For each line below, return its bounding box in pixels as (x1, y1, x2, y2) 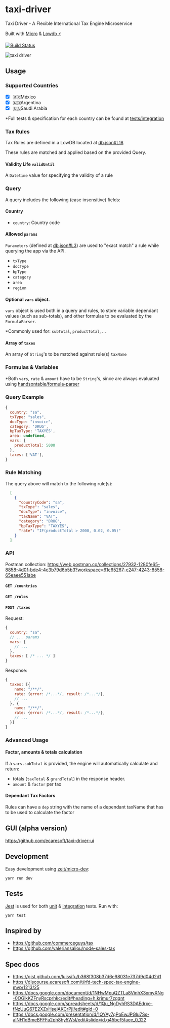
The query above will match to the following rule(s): (5, 480, 113, 486)
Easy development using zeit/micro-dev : (5, 865, 90, 872)
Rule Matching (5, 469, 42, 476)
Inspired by (5, 926, 41, 935)
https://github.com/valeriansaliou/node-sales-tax (12, 945, 115, 951)
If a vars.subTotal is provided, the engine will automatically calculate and (5, 760, 158, 766)
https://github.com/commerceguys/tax (12, 940, 94, 946)
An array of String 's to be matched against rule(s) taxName (5, 351, 127, 357)
